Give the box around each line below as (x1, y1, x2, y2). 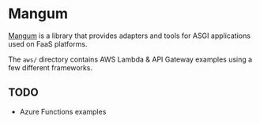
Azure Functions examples (19, 107, 107, 116)
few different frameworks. (8, 62, 93, 72)
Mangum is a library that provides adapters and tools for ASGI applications (8, 31, 251, 40)
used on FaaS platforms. (8, 39, 88, 48)
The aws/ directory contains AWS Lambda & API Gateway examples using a (8, 54, 253, 64)
